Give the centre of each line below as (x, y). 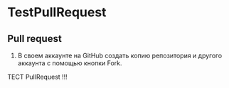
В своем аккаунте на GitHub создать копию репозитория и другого (120, 55)
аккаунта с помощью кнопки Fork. (70, 63)
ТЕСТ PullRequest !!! (37, 77)
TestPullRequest (57, 12)
